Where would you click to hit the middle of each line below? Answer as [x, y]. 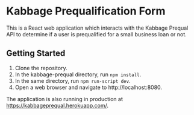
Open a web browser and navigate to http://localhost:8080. [89, 87]
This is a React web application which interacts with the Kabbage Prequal [97, 28]
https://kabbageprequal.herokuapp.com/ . [57, 105]
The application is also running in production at [65, 99]
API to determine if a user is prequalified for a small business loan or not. [96, 34]
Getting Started [36, 54]
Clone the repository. [41, 68]
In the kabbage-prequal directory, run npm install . [78, 74]
